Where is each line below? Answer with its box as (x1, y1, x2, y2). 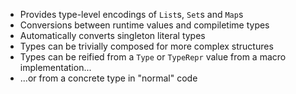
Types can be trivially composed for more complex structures (19, 40, 274, 52)
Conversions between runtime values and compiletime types (19, 19, 270, 31)
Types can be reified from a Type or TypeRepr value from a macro (19, 51, 287, 63)
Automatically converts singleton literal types (19, 30, 206, 41)
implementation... (19, 62, 92, 73)
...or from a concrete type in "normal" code (19, 72, 198, 84)
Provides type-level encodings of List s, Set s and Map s (19, 9, 244, 20)
